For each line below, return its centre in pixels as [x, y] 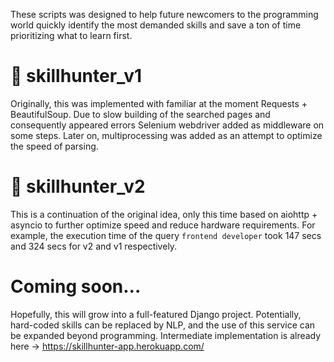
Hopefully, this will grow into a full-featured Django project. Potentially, [156, 314]
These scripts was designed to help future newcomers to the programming [164, 14]
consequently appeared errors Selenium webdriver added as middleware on [167, 125]
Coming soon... [76, 286]
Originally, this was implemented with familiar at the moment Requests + [159, 103]
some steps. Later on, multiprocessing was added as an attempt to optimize [166, 135]
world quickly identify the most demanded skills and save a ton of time [156, 25]
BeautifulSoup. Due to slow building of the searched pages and [140, 114]
